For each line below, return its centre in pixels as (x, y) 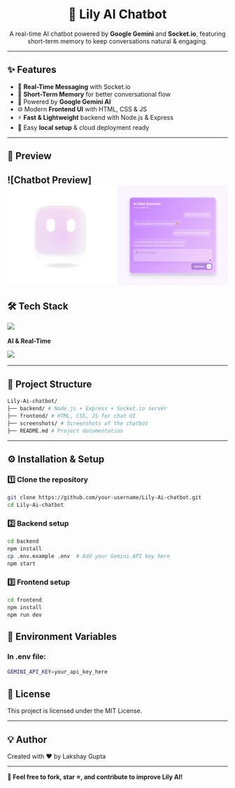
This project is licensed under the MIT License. (75, 711)
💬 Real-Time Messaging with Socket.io (74, 86)
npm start (22, 564)
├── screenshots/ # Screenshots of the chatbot (78, 423)
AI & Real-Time (29, 341)
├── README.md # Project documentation (65, 430)
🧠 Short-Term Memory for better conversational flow (94, 94)
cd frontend (24, 600)
